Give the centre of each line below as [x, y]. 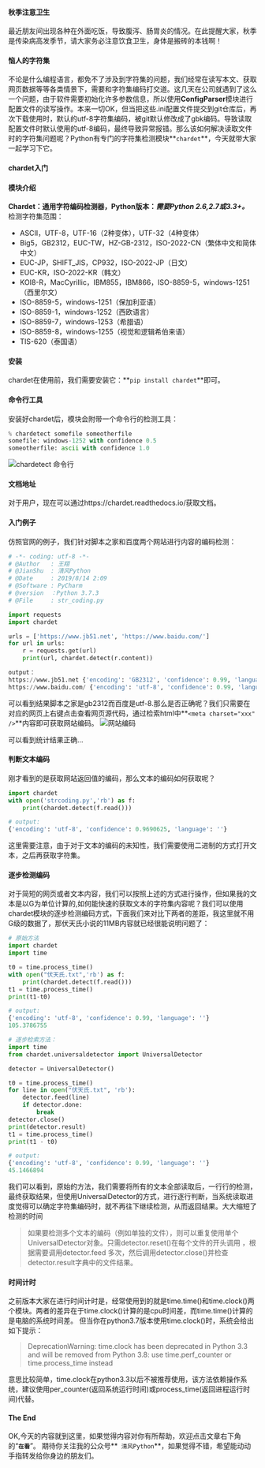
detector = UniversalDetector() [61, 1069]
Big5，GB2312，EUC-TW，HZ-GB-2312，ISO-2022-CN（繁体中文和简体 [138, 243]
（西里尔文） [40, 293]
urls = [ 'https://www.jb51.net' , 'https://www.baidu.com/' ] [109, 636]
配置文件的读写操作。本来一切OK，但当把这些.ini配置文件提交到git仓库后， [129, 109]
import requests [35, 614]
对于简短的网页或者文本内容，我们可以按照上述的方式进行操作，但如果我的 [129, 894]
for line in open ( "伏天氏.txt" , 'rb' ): [72, 1090]
